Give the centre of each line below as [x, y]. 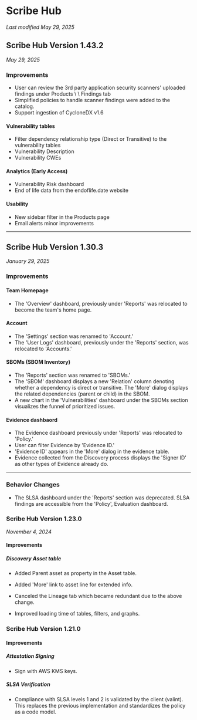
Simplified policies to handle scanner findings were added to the [92, 100]
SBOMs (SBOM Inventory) [38, 362]
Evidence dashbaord [32, 420]
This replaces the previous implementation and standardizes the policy [100, 705]
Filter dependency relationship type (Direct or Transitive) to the [91, 139]
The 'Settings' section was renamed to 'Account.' [74, 336]
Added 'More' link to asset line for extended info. [74, 584]
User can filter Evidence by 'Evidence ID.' [64, 445]
